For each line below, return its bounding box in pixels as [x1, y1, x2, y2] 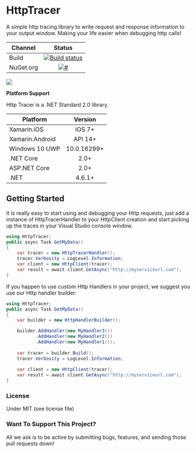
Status [53, 43, 73, 52]
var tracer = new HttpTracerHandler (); [17, 250, 116, 256]
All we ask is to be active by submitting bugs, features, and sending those [6, 433, 186, 441]
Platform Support [6, 90, 50, 97]
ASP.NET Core [9, 164, 50, 172]
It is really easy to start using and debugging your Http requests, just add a [6, 209, 189, 217]
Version [73, 115, 96, 123]
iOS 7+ [75, 125, 95, 134]
